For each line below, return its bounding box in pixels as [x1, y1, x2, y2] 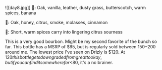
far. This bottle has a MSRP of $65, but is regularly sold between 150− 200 [5, 44, 156, 49]
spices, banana [5, 10, 36, 16]
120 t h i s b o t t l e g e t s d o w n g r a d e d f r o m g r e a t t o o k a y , [5, 54, 102, 60]
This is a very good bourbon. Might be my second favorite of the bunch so [5, 38, 157, 44]
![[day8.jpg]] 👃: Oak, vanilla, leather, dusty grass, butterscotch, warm [5, 5, 146, 10]
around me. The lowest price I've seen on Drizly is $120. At [5, 49, 125, 55]
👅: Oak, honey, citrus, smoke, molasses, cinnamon [5, 20, 108, 25]
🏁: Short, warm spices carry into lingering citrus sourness [5, 29, 123, 35]
